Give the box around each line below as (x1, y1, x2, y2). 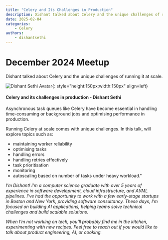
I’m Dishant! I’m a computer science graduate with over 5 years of (5, 182, 142, 188)
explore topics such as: (5, 131, 54, 137)
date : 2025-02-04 (5, 16, 42, 21)
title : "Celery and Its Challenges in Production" (5, 7, 113, 12)
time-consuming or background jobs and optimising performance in (5, 111, 145, 117)
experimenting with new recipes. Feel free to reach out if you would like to (5, 224, 158, 230)
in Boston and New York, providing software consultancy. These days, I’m (5, 198, 158, 204)
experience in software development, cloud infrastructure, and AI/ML (5, 188, 148, 194)
